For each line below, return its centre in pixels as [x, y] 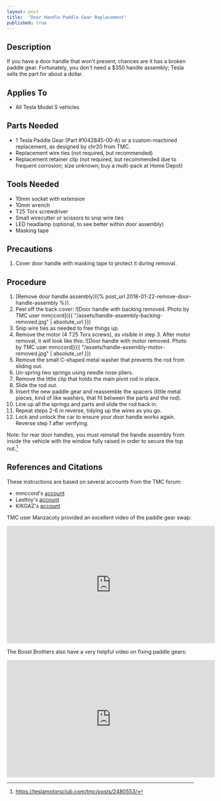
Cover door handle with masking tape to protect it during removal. [96, 264]
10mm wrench [32, 205]
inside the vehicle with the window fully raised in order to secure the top [95, 441]
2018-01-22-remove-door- [159, 296]
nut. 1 [12, 448]
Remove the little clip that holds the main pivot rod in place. [88, 379]
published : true [27, 23]
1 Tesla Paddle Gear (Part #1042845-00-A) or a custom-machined [96, 140]
